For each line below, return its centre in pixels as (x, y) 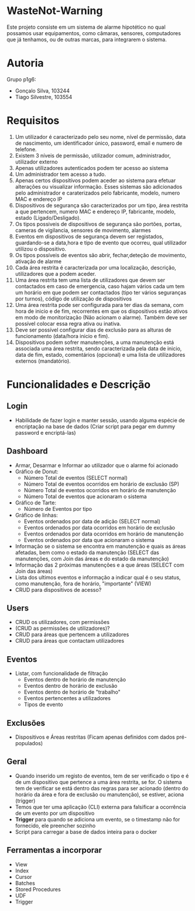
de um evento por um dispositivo (55, 813)
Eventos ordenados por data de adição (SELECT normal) (92, 521)
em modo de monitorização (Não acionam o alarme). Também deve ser (101, 317)
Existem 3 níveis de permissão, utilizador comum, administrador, (93, 155)
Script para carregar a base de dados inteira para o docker (86, 832)
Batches (25, 883)
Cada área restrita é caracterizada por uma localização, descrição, (95, 267)
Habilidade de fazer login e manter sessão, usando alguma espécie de (100, 420)
